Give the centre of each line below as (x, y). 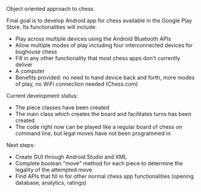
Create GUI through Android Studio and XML (71, 157)
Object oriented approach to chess (50, 9)
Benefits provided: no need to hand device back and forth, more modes (105, 77)
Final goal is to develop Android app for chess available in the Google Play (99, 20)
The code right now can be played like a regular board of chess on (99, 127)
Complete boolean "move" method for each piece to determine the (99, 163)
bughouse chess (36, 52)
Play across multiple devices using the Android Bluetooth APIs (93, 39)
